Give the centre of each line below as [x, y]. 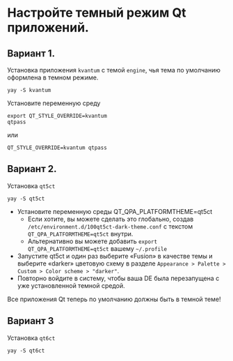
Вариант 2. [32, 169]
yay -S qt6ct [26, 351]
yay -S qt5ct [26, 199]
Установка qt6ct [31, 338]
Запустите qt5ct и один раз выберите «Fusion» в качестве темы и [115, 256]
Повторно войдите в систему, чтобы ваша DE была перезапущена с [118, 278]
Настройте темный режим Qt [97, 13]
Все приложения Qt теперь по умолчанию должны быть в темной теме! [114, 299]
